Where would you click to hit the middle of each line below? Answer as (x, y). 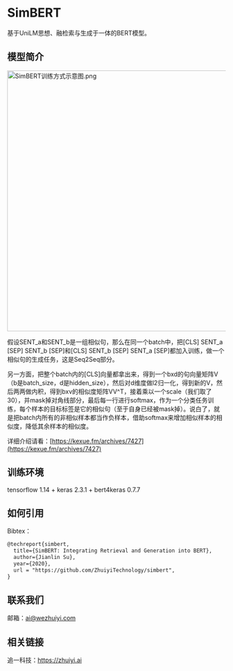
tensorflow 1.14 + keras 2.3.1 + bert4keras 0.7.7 (74, 490)
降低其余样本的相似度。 (59, 426)
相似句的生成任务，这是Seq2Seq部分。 (63, 359)
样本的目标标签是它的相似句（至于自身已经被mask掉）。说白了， (122, 409)
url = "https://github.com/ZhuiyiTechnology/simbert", (94, 570)
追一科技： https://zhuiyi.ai (44, 660)
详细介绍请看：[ (30, 441)
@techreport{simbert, (38, 544)
